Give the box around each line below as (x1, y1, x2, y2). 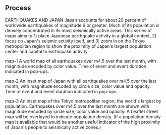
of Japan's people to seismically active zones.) (5, 124, 101, 130)
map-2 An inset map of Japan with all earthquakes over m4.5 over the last (5, 78, 157, 84)
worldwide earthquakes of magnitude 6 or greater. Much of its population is (5, 22, 160, 28)
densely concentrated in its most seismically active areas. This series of (5, 27, 152, 34)
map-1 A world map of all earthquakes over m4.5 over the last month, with (5, 58, 156, 64)
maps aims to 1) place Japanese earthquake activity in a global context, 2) (5, 33, 157, 38)
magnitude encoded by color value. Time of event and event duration (5, 63, 147, 69)
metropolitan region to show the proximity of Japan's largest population (5, 43, 152, 49)
